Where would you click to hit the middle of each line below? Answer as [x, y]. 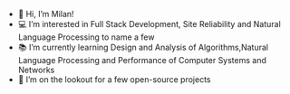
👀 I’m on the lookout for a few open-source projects [114, 80]
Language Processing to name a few [86, 37]
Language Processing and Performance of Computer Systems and [142, 60]
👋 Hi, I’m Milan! [46, 14]
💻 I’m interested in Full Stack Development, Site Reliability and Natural [149, 24]
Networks [36, 70]
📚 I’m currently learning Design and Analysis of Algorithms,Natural [143, 47]
